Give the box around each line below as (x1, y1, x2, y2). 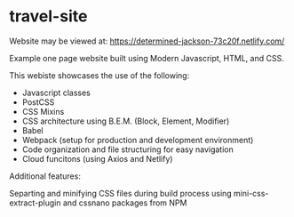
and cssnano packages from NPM (62, 197, 187, 208)
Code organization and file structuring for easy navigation (21, 144, 234, 155)
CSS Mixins (21, 106, 65, 117)
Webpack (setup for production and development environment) (21, 134, 254, 145)
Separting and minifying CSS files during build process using (9, 188, 233, 198)
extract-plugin (9, 197, 61, 208)
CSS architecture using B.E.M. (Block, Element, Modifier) (21, 116, 230, 126)
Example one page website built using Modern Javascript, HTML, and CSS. (9, 52, 284, 63)
